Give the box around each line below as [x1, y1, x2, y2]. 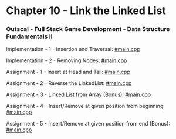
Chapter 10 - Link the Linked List [6, 4, 166, 18]
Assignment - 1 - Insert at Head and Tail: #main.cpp [6, 69, 131, 76]
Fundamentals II [6, 32, 53, 40]
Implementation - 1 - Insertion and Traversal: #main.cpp [6, 46, 141, 53]
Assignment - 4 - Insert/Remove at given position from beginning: [6, 103, 165, 110]
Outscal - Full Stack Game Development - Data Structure [6, 25, 170, 33]
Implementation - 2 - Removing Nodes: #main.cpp [6, 57, 127, 64]
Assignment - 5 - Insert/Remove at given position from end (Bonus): [6, 120, 170, 127]
